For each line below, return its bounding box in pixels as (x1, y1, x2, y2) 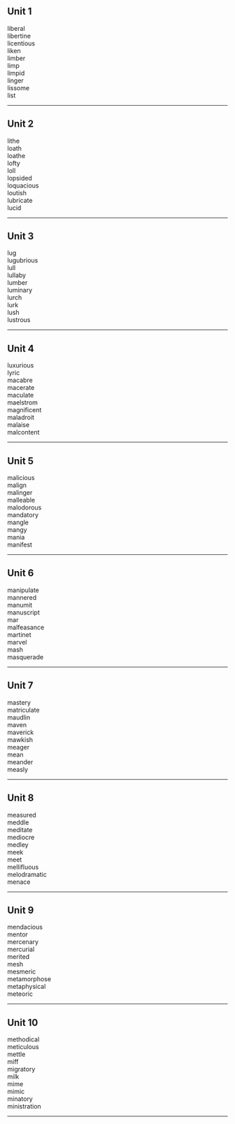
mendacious (7, 923, 43, 932)
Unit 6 (7, 567, 34, 579)
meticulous (7, 1043, 40, 1051)
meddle (7, 818, 29, 827)
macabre (7, 376, 33, 384)
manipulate (7, 586, 40, 594)
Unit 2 (7, 118, 34, 130)
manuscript (7, 608, 41, 617)
